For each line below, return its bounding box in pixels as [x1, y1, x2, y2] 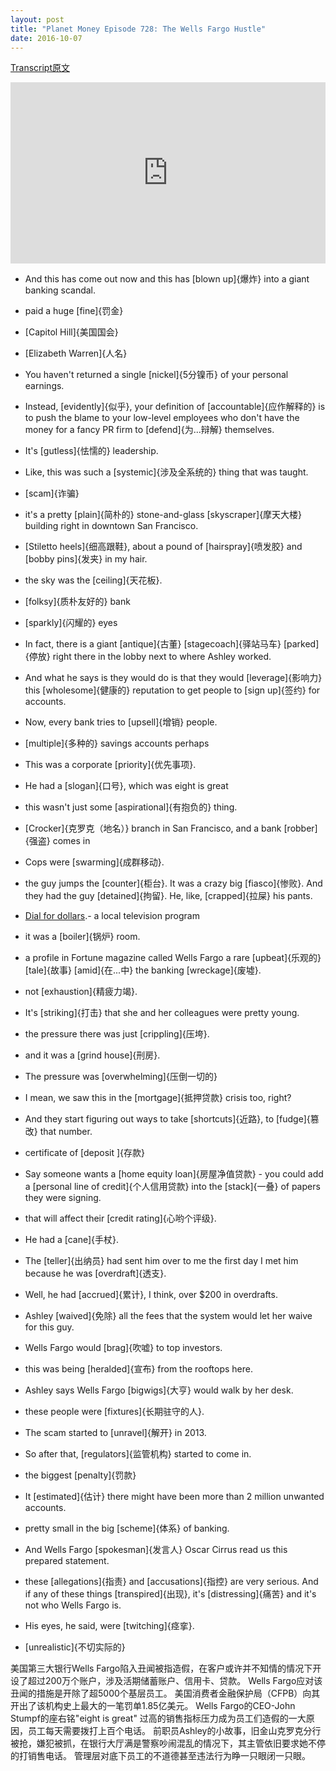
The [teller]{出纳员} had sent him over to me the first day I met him [24, 1255, 299, 1267]
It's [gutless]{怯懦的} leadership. [24, 445, 159, 457]
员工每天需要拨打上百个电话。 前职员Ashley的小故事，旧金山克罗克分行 [27, 1725, 322, 1737]
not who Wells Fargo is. [24, 1599, 122, 1611]
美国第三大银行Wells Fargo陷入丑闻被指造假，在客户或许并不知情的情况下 [10, 1662, 313, 1675]
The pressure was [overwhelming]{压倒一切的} [24, 1071, 218, 1083]
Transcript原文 [10, 62, 70, 74]
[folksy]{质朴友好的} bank [24, 596, 131, 608]
